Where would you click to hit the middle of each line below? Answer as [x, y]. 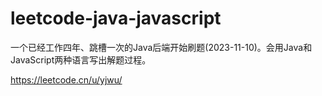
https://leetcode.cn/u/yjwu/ [66, 79]
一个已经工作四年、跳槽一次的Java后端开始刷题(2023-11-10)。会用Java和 [161, 47]
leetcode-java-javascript [116, 18]
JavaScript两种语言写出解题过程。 [81, 59]
